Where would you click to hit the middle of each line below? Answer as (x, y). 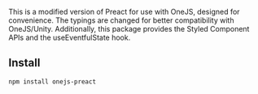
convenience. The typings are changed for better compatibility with (121, 20)
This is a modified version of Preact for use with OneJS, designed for (124, 12)
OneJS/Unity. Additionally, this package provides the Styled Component (129, 29)
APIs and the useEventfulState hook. (70, 37)
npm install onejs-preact (52, 81)
